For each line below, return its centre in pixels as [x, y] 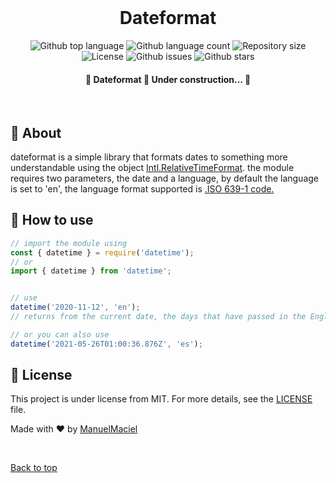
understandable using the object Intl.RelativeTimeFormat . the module [152, 167]
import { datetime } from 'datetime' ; [91, 271]
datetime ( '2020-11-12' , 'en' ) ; [75, 307]
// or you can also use [60, 334]
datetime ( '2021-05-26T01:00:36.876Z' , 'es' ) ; [106, 344]
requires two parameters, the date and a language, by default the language [165, 178]
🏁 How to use [52, 220]
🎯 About [36, 132]
